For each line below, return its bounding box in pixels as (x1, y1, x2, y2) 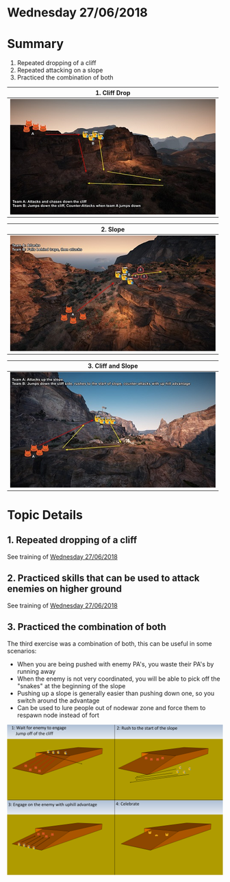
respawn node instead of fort (16, 711, 99, 719)
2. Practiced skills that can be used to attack (7, 572, 200, 584)
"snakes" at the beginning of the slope (16, 681, 126, 690)
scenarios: (7, 646, 37, 655)
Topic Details (7, 507, 84, 523)
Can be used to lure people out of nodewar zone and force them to (16, 703, 206, 711)
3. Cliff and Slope (88, 362, 138, 370)
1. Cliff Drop (95, 88, 131, 97)
